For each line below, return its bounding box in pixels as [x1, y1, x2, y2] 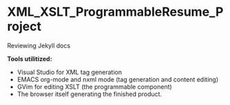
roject [7, 19, 41, 34]
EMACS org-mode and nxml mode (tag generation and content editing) [17, 75, 219, 83]
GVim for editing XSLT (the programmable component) [17, 82, 172, 91]
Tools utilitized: [7, 54, 53, 62]
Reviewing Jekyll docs [7, 41, 71, 49]
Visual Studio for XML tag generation [17, 68, 123, 76]
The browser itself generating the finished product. [17, 90, 163, 98]
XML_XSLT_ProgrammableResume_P [7, 4, 224, 20]
